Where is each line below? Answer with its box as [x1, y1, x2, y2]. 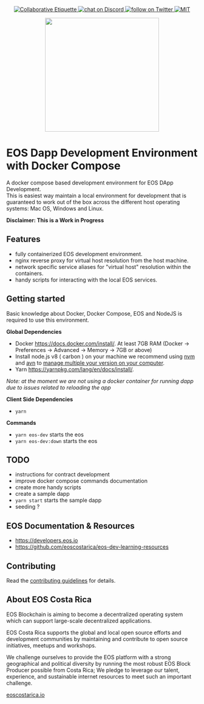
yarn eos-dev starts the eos [15, 431, 84, 438]
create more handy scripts [15, 484, 81, 491]
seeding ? [15, 503, 40, 510]
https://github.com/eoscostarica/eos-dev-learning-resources [15, 543, 169, 550]
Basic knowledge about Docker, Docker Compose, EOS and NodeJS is [6, 310, 182, 317]
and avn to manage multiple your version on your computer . [15, 359, 165, 367]
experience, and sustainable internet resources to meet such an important [6, 672, 192, 680]
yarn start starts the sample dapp [15, 496, 102, 504]
